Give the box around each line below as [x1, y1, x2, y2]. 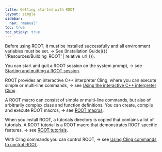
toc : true [5, 25, 25, 30]
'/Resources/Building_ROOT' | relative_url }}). [5, 53, 96, 59]
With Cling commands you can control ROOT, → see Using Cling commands [5, 136, 157, 142]
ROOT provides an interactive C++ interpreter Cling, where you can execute [5, 77, 157, 83]
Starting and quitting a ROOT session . [5, 68, 81, 73]
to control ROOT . [5, 142, 39, 147]
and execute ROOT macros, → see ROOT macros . [5, 107, 104, 113]
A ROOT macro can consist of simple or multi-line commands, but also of [5, 97, 151, 102]
